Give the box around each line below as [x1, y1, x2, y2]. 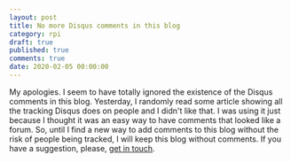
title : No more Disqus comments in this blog [9, 21, 180, 30]
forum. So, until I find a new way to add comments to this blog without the [9, 124, 279, 135]
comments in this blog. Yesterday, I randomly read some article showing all [9, 96, 283, 106]
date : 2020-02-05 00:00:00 [9, 63, 109, 72]
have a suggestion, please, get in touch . [9, 143, 155, 153]
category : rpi [9, 29, 62, 38]
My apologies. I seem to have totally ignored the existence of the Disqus [9, 86, 273, 97]
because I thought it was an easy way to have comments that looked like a [9, 114, 281, 125]
